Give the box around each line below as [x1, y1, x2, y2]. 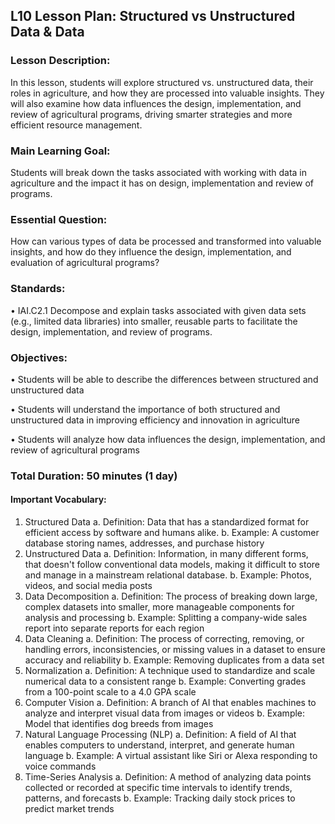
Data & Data [10, 24, 85, 41]
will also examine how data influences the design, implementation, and [10, 97, 302, 109]
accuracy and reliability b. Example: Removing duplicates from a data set [24, 654, 325, 666]
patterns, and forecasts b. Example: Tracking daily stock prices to [24, 792, 296, 804]
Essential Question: [10, 212, 108, 226]
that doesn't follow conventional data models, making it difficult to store [24, 559, 321, 570]
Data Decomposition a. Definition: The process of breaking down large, [24, 590, 318, 602]
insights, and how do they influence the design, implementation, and [10, 246, 292, 258]
